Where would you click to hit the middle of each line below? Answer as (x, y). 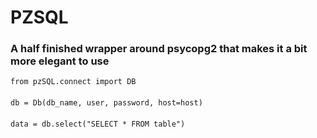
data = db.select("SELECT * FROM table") (98, 124)
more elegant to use (60, 61)
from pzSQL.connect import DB (73, 82)
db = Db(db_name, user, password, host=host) (106, 103)
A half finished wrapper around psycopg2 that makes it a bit (159, 49)
